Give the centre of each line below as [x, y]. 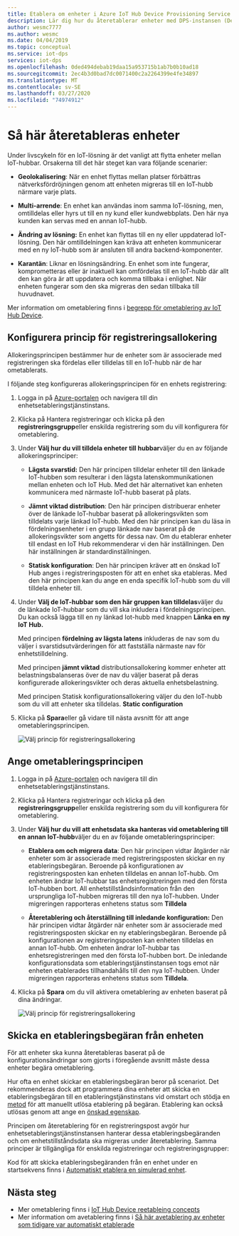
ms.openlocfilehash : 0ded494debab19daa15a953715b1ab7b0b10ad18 [103, 67]
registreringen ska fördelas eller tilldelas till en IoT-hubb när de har [105, 362]
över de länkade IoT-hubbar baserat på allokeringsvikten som [118, 514]
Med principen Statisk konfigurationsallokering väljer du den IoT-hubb [120, 696]
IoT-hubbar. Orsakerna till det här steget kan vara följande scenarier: [107, 163]
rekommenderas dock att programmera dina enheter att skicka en [104, 1089]
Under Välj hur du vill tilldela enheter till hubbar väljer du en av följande [123, 448]
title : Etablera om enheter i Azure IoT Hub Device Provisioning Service [119, 14]
